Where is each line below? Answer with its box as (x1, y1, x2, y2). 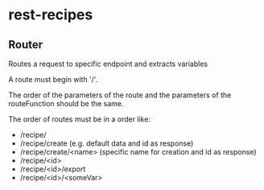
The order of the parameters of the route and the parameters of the (8, 90, 232, 100)
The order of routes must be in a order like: (8, 114, 151, 124)
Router (8, 38, 43, 52)
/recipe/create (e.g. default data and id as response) (19, 138, 194, 148)
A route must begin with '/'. (8, 75, 98, 84)
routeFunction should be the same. (8, 99, 124, 108)
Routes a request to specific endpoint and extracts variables (8, 59, 208, 68)
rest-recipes (8, 6, 93, 24)
